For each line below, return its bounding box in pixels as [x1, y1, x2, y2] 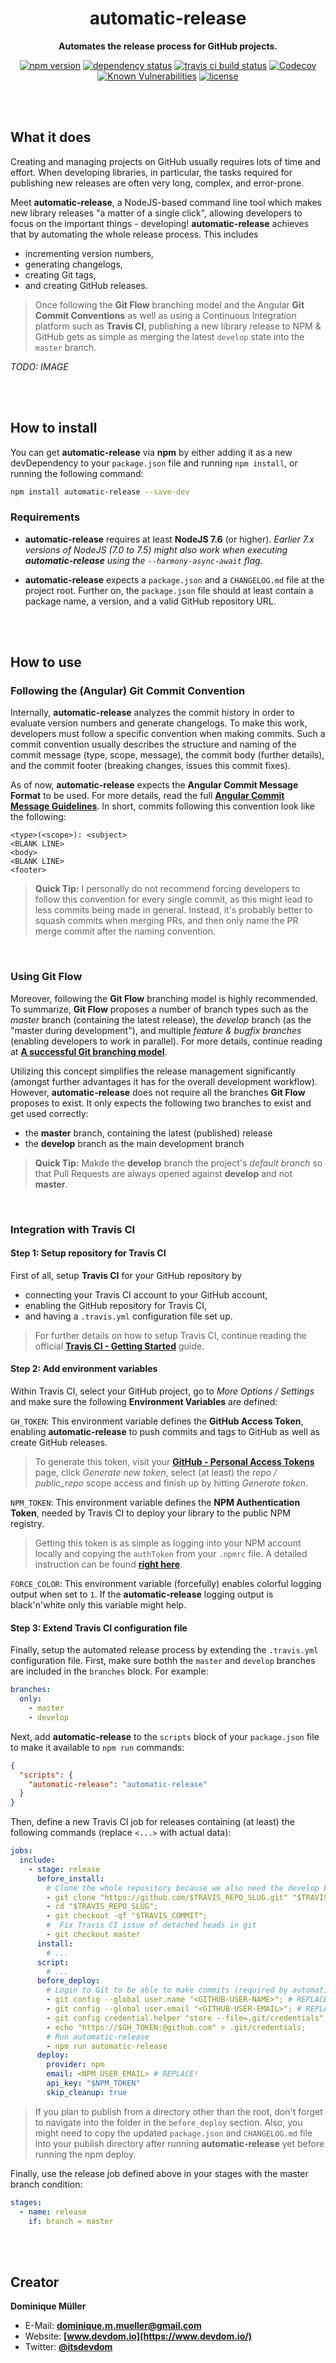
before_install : [36, 1873, 105, 1884]
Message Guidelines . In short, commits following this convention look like [10, 800, 315, 812]
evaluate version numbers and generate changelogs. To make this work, [10, 717, 308, 729]
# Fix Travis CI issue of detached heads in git [46, 1920, 257, 1931]
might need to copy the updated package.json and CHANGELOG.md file [34, 2127, 313, 2139]
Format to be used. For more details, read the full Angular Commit [10, 790, 285, 802]
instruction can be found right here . [34, 1558, 183, 1571]
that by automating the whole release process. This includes [10, 228, 259, 240]
